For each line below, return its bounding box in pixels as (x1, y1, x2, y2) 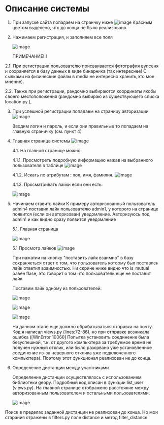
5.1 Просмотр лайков (12, 245, 57, 251)
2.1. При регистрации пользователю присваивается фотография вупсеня (5, 63, 159, 69)
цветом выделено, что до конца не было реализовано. (12, 24, 128, 30)
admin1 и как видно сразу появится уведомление (12, 216, 116, 222)
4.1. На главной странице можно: (12, 147, 82, 153)
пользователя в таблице (12, 162, 64, 168)
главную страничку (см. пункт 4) (12, 128, 82, 134)
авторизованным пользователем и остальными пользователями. (12, 390, 150, 396)
